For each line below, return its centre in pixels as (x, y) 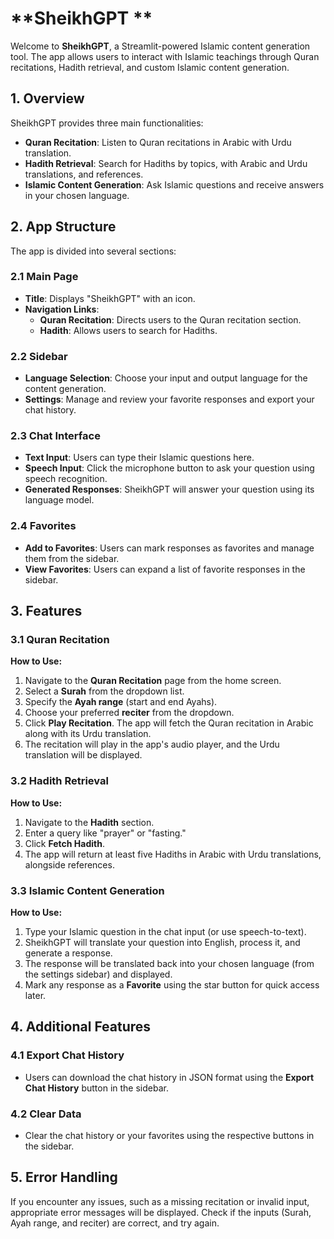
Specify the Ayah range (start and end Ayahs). (121, 702)
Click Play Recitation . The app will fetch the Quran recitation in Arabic (169, 723)
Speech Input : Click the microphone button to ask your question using (169, 468)
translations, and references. (84, 174)
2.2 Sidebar (39, 356)
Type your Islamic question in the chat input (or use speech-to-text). (165, 932)
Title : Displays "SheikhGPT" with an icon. (110, 298)
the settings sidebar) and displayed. (98, 974)
